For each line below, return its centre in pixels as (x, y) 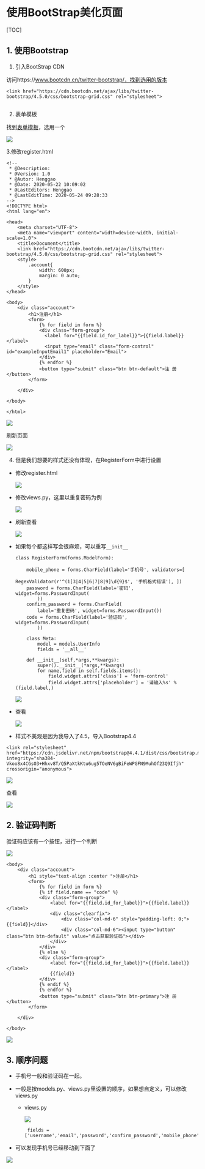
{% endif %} (54, 984)
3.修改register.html (30, 151)
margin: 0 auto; (59, 275)
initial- (167, 233)
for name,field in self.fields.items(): (89, 671)
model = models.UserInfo (69, 644)
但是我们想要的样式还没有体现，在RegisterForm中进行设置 (88, 460)
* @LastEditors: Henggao (40, 190)
